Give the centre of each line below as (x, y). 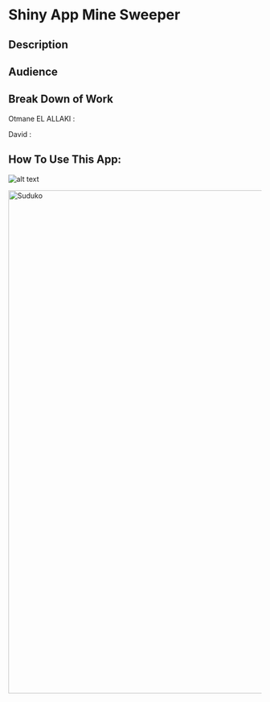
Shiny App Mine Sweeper (94, 15)
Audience (33, 71)
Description (38, 45)
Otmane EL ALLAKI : (42, 118)
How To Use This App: (65, 160)
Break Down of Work (61, 99)
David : (20, 134)
